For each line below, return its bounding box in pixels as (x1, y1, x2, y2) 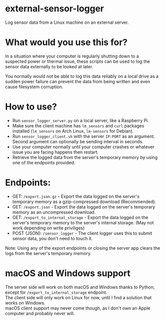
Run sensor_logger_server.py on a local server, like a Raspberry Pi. (12, 117, 149, 123)
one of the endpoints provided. (12, 160, 76, 165)
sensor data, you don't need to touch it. (12, 235, 93, 241)
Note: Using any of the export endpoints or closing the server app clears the (5, 245, 161, 251)
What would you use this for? (5, 37, 127, 48)
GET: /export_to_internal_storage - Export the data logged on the (12, 214, 148, 220)
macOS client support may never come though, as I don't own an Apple (5, 305, 151, 311)
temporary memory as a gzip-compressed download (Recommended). (12, 199, 157, 205)
